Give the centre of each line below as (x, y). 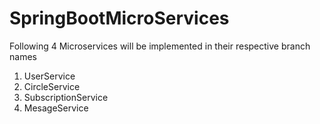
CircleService (52, 86)
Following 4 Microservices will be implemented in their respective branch (160, 46)
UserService (49, 76)
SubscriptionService (66, 97)
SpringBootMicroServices (119, 18)
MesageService (56, 108)
